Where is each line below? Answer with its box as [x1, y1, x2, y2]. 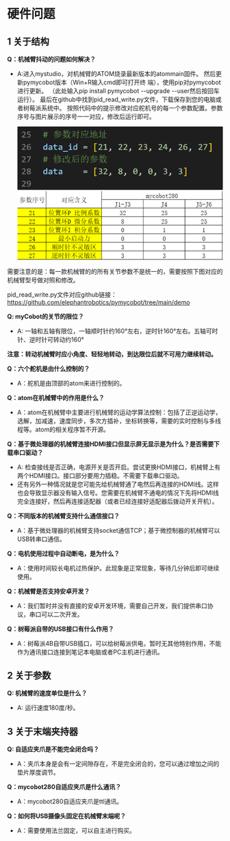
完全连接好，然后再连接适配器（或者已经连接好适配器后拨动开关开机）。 [16, 497, 218, 505]
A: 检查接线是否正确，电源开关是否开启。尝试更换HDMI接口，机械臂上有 [16, 463, 221, 471]
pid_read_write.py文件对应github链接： [7, 290, 118, 299]
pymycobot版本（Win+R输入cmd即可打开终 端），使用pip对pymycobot [23, 78, 221, 86]
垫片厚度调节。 [16, 768, 60, 777]
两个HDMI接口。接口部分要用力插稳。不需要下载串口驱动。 [16, 471, 183, 479]
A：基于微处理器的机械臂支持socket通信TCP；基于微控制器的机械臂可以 [16, 526, 220, 534]
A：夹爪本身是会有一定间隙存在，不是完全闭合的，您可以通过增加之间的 [16, 760, 220, 768]
